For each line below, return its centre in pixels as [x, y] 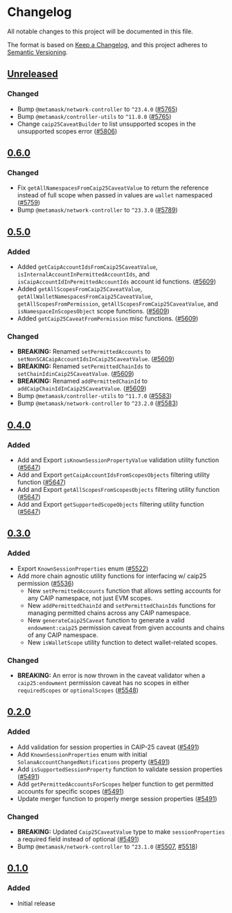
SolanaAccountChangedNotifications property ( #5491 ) [93, 762]
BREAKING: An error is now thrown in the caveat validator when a [111, 675]
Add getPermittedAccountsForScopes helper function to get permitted [115, 784]
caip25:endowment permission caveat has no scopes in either [103, 682]
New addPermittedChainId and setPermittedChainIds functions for [122, 605]
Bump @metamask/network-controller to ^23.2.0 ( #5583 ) [98, 403]
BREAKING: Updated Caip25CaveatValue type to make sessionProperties [121, 832]
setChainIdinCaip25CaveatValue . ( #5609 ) [75, 374]
